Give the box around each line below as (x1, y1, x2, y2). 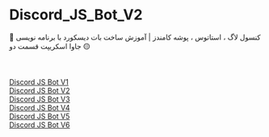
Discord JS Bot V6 (9, 119, 71, 130)
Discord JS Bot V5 (9, 111, 70, 121)
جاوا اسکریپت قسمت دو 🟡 (9, 41, 91, 51)
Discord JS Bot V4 (9, 102, 71, 112)
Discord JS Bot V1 (9, 77, 69, 86)
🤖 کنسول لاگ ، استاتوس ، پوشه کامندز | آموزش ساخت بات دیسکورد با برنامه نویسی (9, 32, 261, 42)
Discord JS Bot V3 (9, 94, 71, 104)
